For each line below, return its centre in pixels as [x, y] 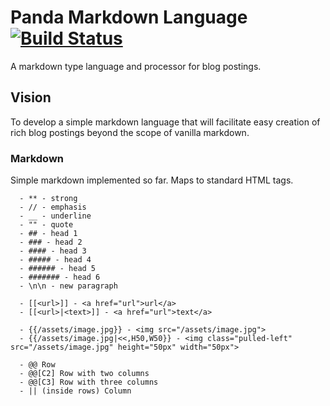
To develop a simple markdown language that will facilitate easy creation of [165, 122]
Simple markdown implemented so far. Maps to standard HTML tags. [152, 180]
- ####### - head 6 [60, 277]
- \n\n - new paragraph [68, 286]
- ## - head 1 [48, 234]
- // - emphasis [53, 207]
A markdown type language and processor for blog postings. [136, 66]
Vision [31, 97]
